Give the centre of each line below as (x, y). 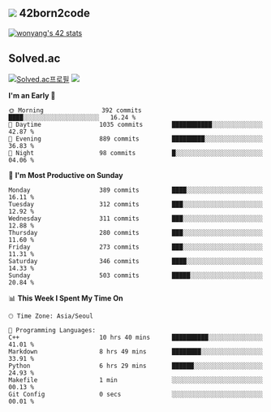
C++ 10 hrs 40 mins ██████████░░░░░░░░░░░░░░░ (136, 337)
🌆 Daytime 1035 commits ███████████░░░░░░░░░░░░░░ (136, 124)
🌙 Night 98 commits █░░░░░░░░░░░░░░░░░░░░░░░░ (136, 153)
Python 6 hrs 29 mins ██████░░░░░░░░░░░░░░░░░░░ (136, 366)
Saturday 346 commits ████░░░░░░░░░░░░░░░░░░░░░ (136, 261)
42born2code (55, 13)
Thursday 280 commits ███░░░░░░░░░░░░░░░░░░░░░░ (136, 232)
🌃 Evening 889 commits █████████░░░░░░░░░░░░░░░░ (136, 139)
